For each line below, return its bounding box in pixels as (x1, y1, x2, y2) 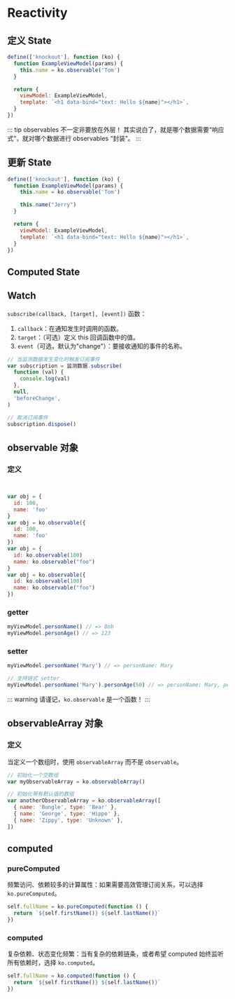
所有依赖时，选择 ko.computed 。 (7, 958, 99, 967)
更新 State (7, 156, 52, 169)
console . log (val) (20, 375, 71, 383)
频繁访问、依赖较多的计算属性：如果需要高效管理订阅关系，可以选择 (7, 881, 204, 889)
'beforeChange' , (13, 395, 61, 402)
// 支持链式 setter (7, 675, 60, 682)
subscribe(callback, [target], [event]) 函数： (7, 309, 147, 318)
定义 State (7, 34, 52, 46)
